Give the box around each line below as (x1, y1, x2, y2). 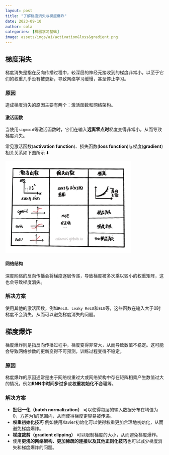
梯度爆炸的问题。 (21, 444, 57, 450)
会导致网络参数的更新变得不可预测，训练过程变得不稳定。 (5, 348, 124, 354)
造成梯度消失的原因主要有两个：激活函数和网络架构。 (5, 102, 116, 108)
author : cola (5, 24, 33, 29)
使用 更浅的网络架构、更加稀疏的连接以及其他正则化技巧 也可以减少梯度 (12, 438, 158, 444)
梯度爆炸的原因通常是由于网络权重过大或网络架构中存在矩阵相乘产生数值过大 (5, 374, 164, 380)
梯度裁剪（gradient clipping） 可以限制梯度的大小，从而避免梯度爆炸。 (12, 432, 161, 438)
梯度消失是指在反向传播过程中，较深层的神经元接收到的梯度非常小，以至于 (5, 69, 159, 75)
